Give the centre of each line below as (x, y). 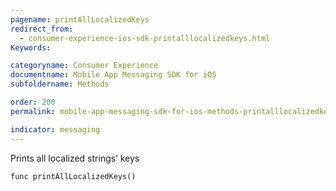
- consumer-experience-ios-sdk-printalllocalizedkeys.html (145, 38)
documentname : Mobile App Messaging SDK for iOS (113, 75)
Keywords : (31, 47)
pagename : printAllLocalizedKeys (80, 19)
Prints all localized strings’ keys (75, 158)
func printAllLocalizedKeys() (73, 176)
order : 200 (33, 102)
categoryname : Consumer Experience (84, 66)
